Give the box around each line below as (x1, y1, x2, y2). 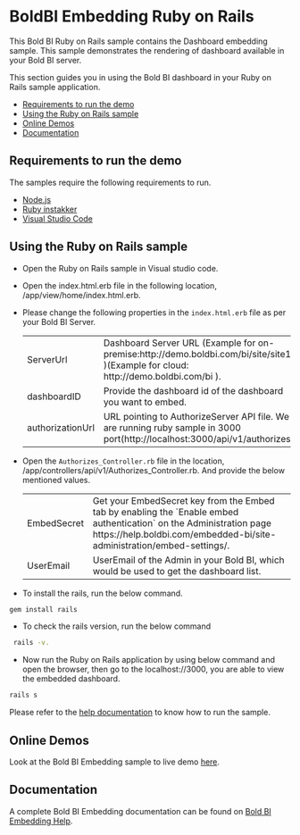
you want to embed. (103, 396, 187, 408)
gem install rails (9, 605, 78, 614)
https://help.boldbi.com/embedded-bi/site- (92, 528, 277, 540)
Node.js (21, 194, 52, 205)
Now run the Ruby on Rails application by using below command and (21, 655, 275, 665)
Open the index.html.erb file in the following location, (21, 280, 217, 291)
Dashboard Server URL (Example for (103, 337, 256, 349)
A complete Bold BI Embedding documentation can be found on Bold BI (9, 806, 272, 816)
